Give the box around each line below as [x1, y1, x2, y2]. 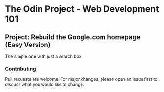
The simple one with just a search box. [5, 53, 83, 59]
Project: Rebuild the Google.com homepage [5, 33, 141, 41]
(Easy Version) [5, 40, 51, 49]
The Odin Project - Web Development [5, 3, 159, 15]
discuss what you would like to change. [5, 81, 84, 88]
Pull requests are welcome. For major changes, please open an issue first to [5, 77, 158, 82]
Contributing [5, 65, 36, 72]
